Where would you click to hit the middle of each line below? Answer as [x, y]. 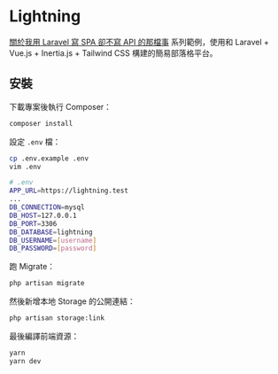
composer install [41, 123]
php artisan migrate [47, 284]
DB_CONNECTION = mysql [47, 207]
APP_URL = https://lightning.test [69, 191]
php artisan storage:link [57, 318]
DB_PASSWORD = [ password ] [53, 249]
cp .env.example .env [49, 158]
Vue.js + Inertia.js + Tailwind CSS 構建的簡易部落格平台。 [113, 53]
